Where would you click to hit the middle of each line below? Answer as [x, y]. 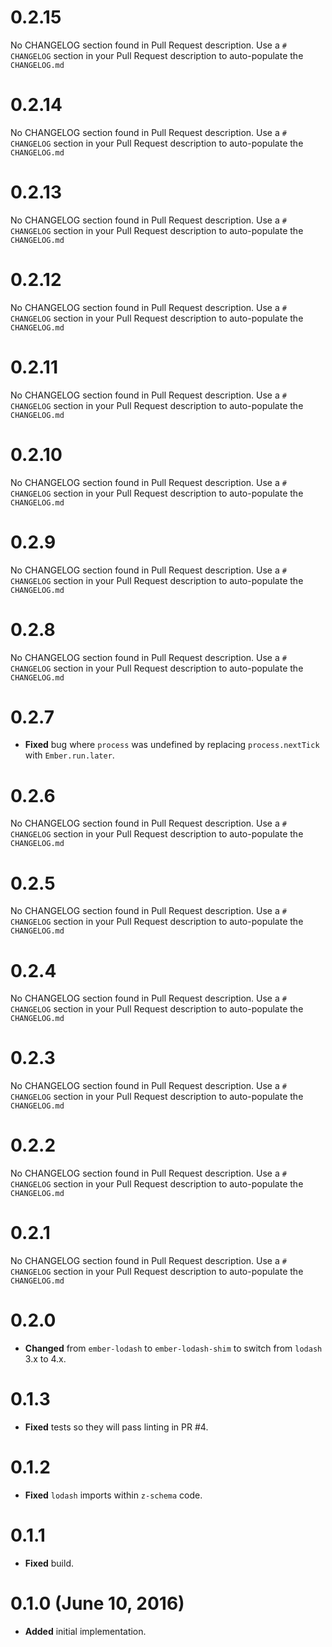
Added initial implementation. [85, 1631]
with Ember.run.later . [69, 755]
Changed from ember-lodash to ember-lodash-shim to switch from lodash [173, 1348]
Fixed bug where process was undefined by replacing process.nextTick [172, 745]
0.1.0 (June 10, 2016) [97, 1603]
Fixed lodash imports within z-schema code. [113, 1495]
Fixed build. [49, 1563]
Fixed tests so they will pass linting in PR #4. [116, 1427]
